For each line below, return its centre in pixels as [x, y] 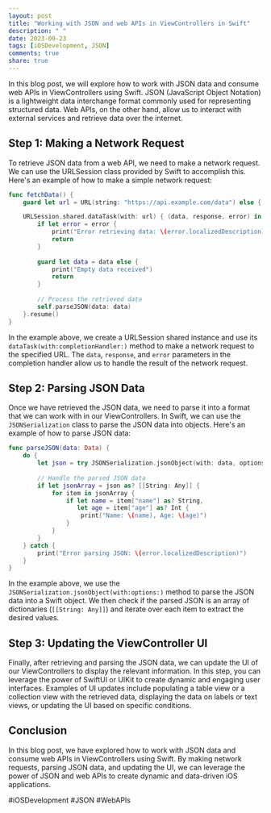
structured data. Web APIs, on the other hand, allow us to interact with [125, 109]
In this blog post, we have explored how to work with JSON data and [122, 750]
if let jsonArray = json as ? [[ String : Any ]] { [119, 486]
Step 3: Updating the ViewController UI [108, 643]
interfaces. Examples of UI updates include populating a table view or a [127, 688]
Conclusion [38, 731]
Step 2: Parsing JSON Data [77, 388]
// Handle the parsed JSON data [92, 478]
